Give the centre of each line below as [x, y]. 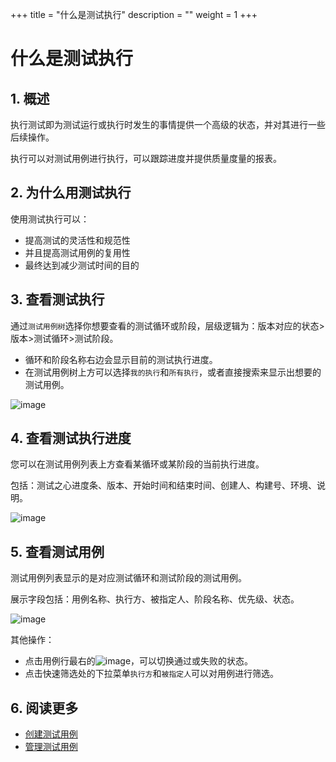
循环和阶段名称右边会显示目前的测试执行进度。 [121, 359]
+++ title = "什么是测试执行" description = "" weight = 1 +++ [134, 14]
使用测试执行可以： [50, 219]
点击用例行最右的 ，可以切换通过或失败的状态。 [139, 661]
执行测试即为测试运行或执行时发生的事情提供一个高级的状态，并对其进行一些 [168, 124]
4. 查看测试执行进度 [71, 438]
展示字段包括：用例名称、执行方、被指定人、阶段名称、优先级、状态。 [155, 599]
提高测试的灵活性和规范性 [77, 240]
